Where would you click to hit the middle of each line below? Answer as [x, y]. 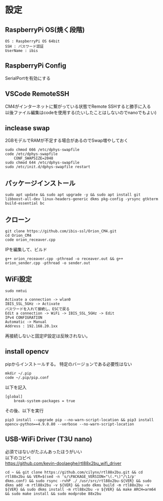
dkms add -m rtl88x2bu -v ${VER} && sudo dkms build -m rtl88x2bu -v [77, 485]
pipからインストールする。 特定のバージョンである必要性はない [69, 364]
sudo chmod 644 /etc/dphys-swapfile [42, 163]
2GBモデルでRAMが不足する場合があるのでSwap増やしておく [67, 141]
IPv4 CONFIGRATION [24, 317]
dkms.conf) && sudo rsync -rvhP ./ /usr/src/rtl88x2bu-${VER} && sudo [78, 481]
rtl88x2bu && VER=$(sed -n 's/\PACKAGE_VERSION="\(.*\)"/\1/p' [71, 476]
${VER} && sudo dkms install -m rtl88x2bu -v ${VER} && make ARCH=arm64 [81, 489]
